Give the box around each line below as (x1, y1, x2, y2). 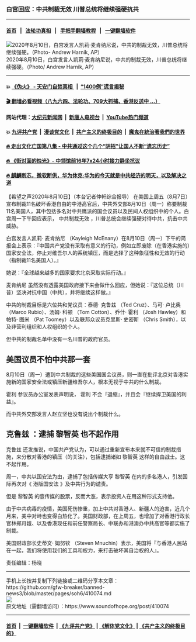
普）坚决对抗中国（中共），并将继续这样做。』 (6, 289, 114, 296)
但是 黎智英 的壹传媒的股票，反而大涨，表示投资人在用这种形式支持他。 (6, 492, 178, 499)
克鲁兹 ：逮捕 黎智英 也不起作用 (6, 429, 119, 439)
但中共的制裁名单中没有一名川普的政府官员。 (6, 336, 114, 343)
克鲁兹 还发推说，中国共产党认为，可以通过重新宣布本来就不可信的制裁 (6, 446, 176, 453)
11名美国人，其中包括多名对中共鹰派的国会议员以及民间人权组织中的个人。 (6, 208, 184, 215)
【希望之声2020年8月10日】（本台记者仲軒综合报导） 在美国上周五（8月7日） (6, 193, 188, 200)
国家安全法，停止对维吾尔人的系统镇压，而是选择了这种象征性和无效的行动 (6, 250, 185, 257)
